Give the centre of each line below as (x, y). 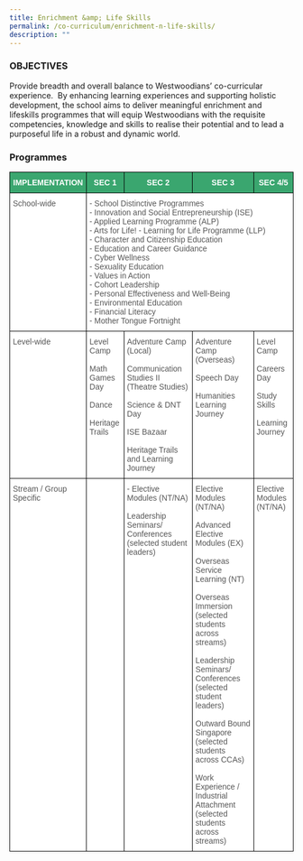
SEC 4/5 (273, 182)
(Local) (139, 350)
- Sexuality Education (127, 266)
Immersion (214, 606)
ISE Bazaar (147, 431)
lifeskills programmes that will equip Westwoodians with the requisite (138, 115)
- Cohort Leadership (124, 284)
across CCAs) (220, 759)
